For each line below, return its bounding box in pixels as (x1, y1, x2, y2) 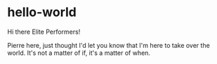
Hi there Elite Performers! (7, 27, 81, 36)
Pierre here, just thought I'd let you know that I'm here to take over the (7, 41, 211, 49)
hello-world (7, 4, 77, 20)
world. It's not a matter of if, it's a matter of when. (7, 49, 151, 57)
